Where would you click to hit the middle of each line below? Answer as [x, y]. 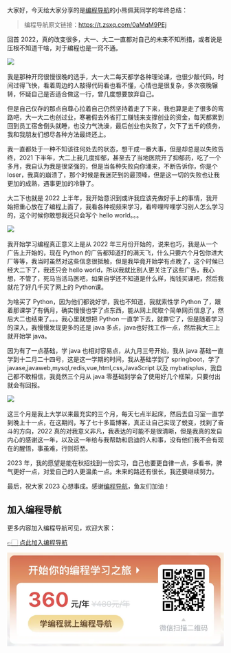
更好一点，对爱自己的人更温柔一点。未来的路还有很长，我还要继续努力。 [115, 471]
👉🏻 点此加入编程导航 [37, 542]
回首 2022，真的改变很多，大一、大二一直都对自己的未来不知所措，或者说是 [115, 39]
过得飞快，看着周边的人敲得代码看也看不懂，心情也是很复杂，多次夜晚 [112, 85]
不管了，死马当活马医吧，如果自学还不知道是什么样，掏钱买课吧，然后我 [121, 278]
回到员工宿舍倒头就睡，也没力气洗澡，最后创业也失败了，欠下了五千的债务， [115, 126]
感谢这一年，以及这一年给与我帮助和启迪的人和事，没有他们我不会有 [121, 440]
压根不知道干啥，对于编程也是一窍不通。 [64, 48]
